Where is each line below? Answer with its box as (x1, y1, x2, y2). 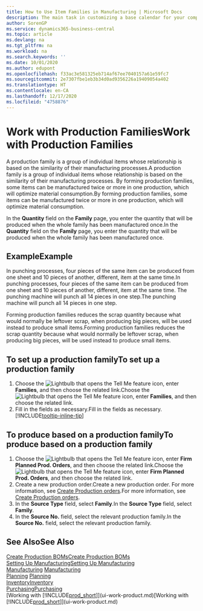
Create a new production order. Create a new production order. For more (14, 481, 195, 488)
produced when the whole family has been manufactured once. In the (6, 221, 178, 228)
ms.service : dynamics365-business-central (6, 25, 115, 32)
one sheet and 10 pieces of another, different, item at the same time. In (6, 273, 181, 281)
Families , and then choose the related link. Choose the (14, 387, 150, 394)
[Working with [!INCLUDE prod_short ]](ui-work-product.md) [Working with (6, 591, 189, 599)
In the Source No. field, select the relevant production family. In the (14, 513, 181, 520)
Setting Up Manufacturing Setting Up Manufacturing (6, 559, 135, 566)
